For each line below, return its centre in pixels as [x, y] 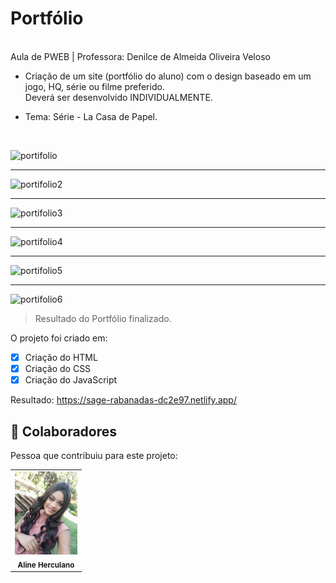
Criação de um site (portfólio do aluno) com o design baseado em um [168, 76]
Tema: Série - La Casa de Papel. [91, 116]
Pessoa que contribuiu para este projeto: [94, 455]
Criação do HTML [61, 357]
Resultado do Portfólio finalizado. [103, 318]
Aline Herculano [46, 565]
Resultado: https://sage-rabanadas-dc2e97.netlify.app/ [123, 400]
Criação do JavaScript [71, 380]
